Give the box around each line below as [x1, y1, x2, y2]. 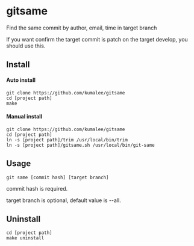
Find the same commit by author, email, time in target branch [6, 24, 157, 31]
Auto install [6, 76, 36, 84]
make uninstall [6, 235, 45, 241]
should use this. [6, 42, 46, 49]
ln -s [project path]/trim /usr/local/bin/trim [6, 137, 128, 143]
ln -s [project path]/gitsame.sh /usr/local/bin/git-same [6, 142, 155, 148]
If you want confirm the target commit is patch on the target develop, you [6, 35, 188, 43]
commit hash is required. [6, 185, 68, 192]
